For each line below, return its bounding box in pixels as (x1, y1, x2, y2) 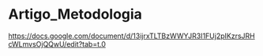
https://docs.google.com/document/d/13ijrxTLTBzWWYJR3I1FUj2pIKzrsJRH (8, 31, 255, 40)
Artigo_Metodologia (8, 5, 142, 23)
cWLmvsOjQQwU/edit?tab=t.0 (8, 39, 107, 48)
